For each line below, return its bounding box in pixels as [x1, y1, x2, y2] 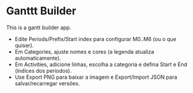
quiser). [14, 42, 34, 49]
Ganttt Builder [6, 4, 77, 18]
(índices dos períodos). [14, 67, 72, 74]
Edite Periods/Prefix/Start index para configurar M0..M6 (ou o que [14, 35, 176, 42]
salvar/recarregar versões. [14, 79, 80, 87]
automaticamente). [14, 54, 61, 61]
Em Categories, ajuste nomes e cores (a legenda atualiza [14, 48, 154, 55]
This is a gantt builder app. [6, 24, 71, 31]
